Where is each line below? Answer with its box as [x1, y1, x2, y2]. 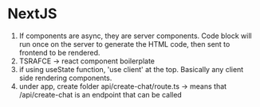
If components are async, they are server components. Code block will [18, 31, 252, 40]
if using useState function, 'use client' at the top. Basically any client [18, 64, 244, 74]
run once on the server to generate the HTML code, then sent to [18, 39, 230, 48]
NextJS [7, 5, 57, 23]
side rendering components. [18, 73, 112, 82]
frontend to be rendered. [18, 48, 100, 57]
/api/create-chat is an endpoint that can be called [18, 90, 183, 99]
